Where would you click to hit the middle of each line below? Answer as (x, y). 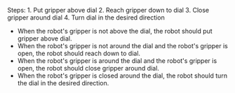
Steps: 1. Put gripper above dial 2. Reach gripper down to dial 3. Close (108, 10)
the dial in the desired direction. (63, 83)
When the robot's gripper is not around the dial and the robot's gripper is (122, 46)
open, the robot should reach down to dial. (79, 53)
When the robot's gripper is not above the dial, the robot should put (115, 31)
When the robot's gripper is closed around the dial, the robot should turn (122, 76)
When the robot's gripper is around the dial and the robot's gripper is (117, 61)
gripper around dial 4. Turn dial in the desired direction (86, 17)
